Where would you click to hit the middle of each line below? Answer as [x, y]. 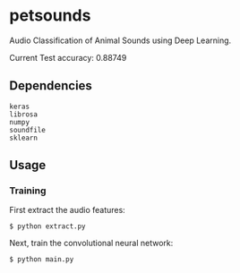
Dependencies [51, 86]
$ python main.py [42, 260]
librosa [24, 114]
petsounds [50, 16]
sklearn [24, 138]
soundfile [28, 130]
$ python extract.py [48, 226]
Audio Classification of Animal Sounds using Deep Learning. [120, 40]
